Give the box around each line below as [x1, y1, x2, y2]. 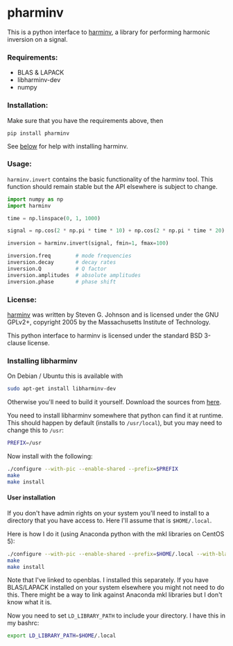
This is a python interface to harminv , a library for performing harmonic [7, 28, 210, 36]
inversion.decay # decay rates [7, 259, 116, 266]
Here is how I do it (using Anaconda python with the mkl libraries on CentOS [7, 529, 225, 538]
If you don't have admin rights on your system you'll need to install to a [7, 508, 209, 517]
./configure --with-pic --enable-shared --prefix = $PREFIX [7, 465, 178, 472]
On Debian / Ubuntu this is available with [7, 372, 123, 380]
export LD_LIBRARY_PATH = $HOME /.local [7, 632, 116, 640]
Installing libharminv [7, 356, 78, 365]
